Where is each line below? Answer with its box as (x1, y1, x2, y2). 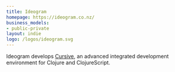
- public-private (6, 25, 50, 32)
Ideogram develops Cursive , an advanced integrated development (6, 53, 169, 60)
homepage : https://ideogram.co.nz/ (6, 14, 95, 20)
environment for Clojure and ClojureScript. (6, 59, 110, 66)
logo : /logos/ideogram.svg (6, 36, 73, 42)
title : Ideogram (6, 8, 47, 15)
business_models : (6, 20, 50, 26)
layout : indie (6, 31, 42, 37)
